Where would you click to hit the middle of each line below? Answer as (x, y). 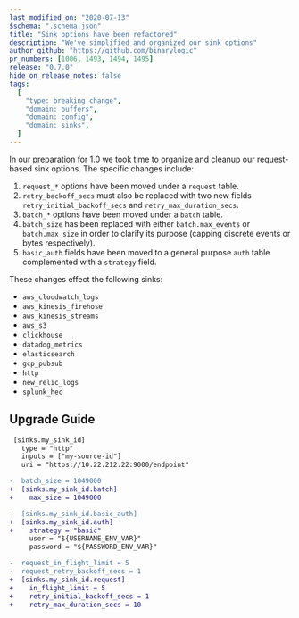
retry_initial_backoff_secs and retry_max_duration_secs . (130, 205)
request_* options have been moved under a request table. (130, 186)
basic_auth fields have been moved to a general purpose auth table (146, 252)
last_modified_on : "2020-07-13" (69, 17)
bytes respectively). (58, 243)
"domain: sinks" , (58, 126)
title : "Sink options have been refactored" (93, 34)
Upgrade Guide (52, 419)
